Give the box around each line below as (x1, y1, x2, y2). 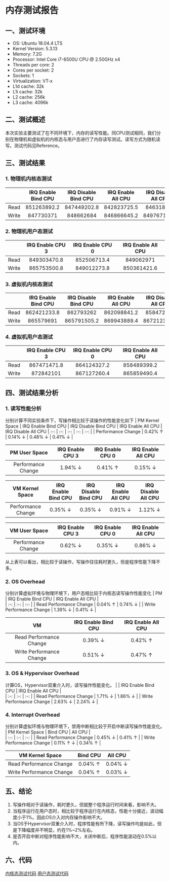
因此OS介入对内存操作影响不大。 (36, 814, 105, 820)
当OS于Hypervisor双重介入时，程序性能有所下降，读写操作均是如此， (12, 820, 158, 827)
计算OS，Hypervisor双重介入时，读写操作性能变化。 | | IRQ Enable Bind (5, 682, 155, 688)
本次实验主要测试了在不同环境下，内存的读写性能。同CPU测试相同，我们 (5, 130, 157, 136)
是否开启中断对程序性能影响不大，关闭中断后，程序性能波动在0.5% (12, 833, 153, 839)
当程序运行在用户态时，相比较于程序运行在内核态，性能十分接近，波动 (12, 807, 159, 814)
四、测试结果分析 (5, 389, 59, 397)
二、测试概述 (5, 115, 46, 124)
